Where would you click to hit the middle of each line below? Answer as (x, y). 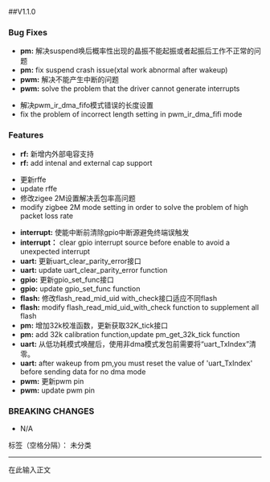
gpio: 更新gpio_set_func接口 (67, 279)
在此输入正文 (29, 469)
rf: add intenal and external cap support (86, 163)
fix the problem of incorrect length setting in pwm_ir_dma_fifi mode (131, 114)
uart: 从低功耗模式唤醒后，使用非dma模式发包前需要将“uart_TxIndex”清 (138, 344)
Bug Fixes (28, 32)
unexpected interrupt (55, 251)
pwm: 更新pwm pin (52, 381)
